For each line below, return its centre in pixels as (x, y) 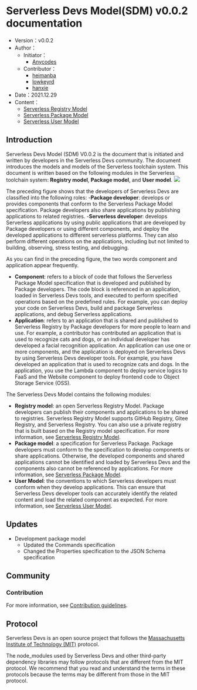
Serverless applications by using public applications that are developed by (96, 223)
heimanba (44, 75)
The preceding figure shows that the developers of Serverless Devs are (92, 191)
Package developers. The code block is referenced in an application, (97, 289)
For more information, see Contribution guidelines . (67, 605)
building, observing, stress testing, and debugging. (67, 247)
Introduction (29, 140)
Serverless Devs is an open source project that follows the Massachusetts (96, 638)
